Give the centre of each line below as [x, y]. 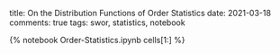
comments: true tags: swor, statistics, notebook [98, 22]
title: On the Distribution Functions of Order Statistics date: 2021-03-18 [140, 13]
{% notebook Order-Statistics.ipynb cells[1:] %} [98, 40]
